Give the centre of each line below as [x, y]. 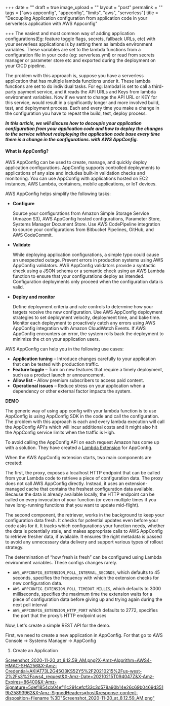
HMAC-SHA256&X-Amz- [31, 666]
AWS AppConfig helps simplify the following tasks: [58, 194]
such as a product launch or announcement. [59, 375]
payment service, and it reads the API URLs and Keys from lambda [87, 92]
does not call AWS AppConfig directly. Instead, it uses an [65, 484]
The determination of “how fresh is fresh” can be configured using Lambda [83, 557]
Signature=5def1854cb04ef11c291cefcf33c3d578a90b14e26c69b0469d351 [84, 687]
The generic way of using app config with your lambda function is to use [81, 411]
